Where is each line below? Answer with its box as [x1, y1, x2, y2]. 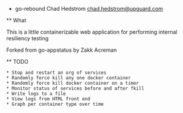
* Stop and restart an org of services [6, 70, 107, 76]
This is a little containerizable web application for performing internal [6, 28, 178, 35]
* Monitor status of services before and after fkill [6, 85, 145, 91]
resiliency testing [6, 35, 49, 41]
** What [6, 17, 27, 23]
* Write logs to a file [6, 91, 66, 97]
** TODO [6, 58, 29, 65]
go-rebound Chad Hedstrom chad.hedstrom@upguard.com [14, 5, 163, 12]
